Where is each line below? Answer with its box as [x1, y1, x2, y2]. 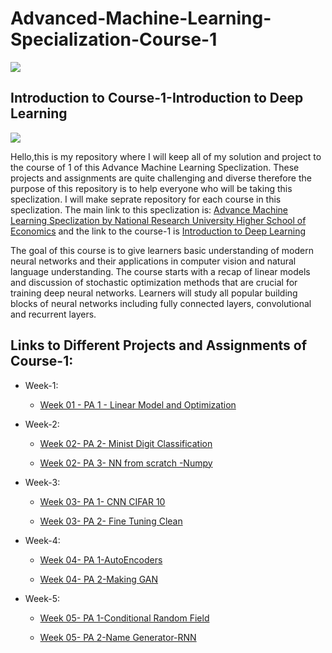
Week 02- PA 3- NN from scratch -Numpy [39, 457, 213, 469]
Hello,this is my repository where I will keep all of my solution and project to [10, 150, 322, 162]
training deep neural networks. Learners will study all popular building [10, 287, 298, 299]
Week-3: [24, 476, 61, 488]
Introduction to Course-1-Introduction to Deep [10, 90, 304, 107]
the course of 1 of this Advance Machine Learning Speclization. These [10, 161, 300, 173]
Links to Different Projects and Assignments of [10, 337, 308, 354]
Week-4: [24, 534, 61, 546]
